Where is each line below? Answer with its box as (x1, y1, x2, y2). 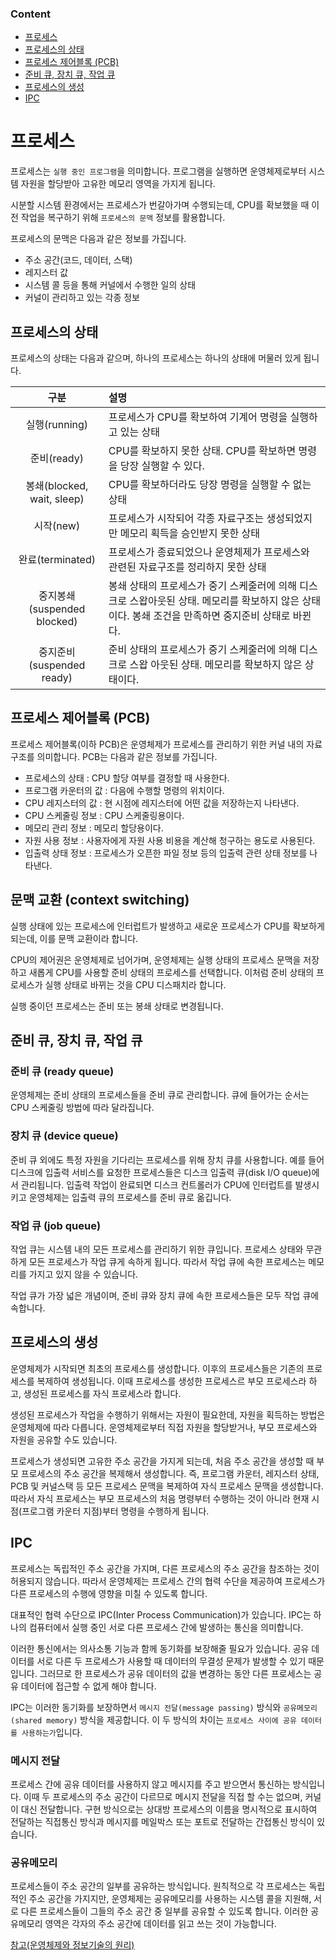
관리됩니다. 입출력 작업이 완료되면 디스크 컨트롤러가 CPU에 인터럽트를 (20, 1178, 293, 1191)
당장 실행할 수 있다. (119, 459, 205, 473)
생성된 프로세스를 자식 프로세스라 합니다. (23, 1387, 182, 1399)
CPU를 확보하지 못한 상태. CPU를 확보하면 (108, 444, 297, 458)
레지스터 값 (24, 267, 69, 279)
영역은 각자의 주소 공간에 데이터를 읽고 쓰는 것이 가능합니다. (44, 1918, 277, 1930)
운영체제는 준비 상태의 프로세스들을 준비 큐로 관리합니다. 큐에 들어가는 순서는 (10, 1089, 310, 1101)
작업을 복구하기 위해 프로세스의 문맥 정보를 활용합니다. (20, 212, 226, 224)
